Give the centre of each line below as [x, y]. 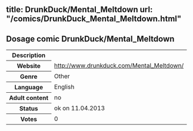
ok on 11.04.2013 [79, 108]
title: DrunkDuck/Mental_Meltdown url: [79, 10]
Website [29, 66]
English [64, 87]
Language [29, 88]
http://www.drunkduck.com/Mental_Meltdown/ [119, 66]
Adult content [29, 98]
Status [29, 109]
